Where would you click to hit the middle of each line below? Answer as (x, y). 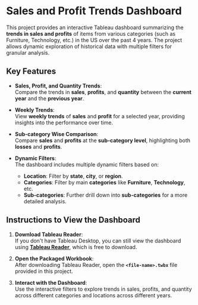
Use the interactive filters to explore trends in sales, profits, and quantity (103, 289)
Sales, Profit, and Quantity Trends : (58, 86)
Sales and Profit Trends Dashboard (94, 11)
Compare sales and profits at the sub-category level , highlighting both (103, 140)
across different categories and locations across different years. (93, 295)
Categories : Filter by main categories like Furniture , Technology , (104, 182)
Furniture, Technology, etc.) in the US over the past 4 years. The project (94, 40)
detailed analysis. (45, 201)
